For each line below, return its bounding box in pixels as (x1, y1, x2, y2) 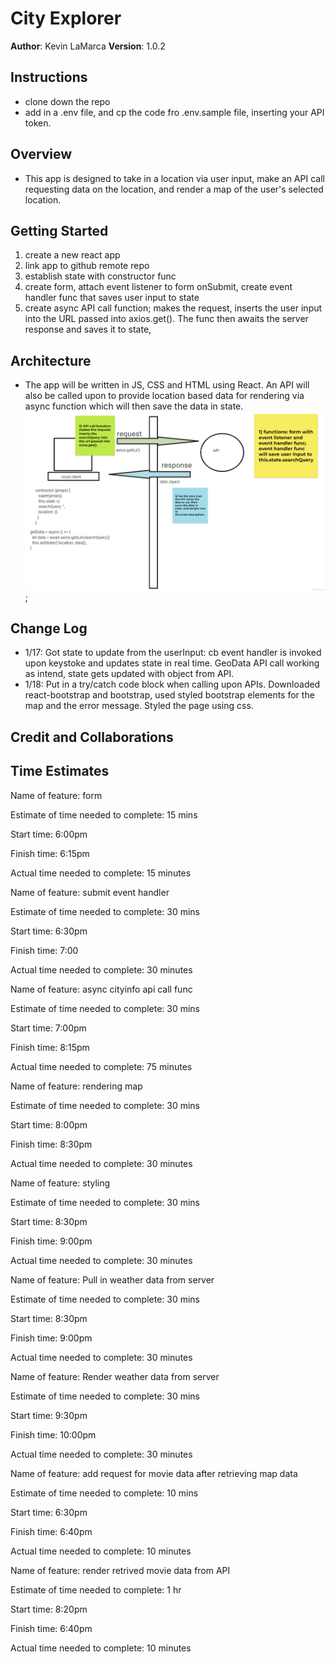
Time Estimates (10, 763, 110, 780)
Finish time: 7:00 (10, 944, 79, 956)
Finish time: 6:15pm (10, 847, 90, 859)
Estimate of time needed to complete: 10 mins (10, 1487, 199, 1499)
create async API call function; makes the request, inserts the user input (24, 302, 323, 314)
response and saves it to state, (24, 323, 152, 336)
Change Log (10, 620, 88, 637)
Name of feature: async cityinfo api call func (10, 983, 193, 995)
